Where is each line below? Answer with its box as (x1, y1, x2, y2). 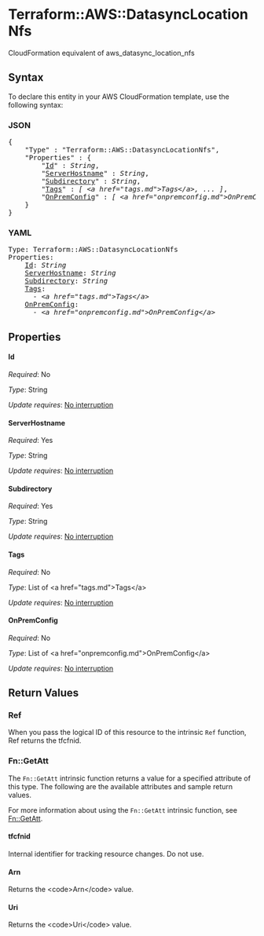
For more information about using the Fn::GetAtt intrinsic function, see (8, 805, 238, 814)
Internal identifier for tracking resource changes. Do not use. (8, 849, 204, 858)
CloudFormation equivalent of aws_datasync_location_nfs (8, 48, 195, 57)
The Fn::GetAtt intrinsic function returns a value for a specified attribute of (8, 773, 251, 783)
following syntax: (8, 100, 64, 109)
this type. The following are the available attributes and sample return (8, 781, 233, 791)
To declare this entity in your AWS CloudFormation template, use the (8, 92, 229, 101)
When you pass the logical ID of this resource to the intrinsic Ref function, (8, 728, 247, 737)
